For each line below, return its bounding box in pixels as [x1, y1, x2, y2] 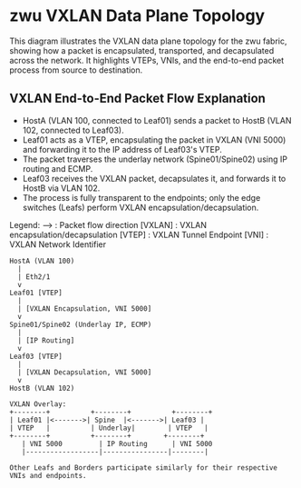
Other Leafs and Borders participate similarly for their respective [9, 463, 278, 473]
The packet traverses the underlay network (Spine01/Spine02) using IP [22, 154, 288, 164]
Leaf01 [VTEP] [9, 288, 63, 297]
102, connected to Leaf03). [22, 124, 124, 135]
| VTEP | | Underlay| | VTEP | [9, 423, 209, 433]
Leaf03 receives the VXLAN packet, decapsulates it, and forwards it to [22, 173, 286, 184]
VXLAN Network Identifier [9, 238, 107, 250]
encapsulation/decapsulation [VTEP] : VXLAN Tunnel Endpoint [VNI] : [9, 229, 269, 240]
